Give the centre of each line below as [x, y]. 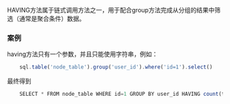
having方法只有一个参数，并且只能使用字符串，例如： [83, 54]
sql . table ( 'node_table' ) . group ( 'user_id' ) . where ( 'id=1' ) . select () [116, 67]
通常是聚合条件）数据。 [52, 18]
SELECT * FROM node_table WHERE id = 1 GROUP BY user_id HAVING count [119, 94]
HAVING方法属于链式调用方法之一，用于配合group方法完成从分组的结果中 [111, 10]
